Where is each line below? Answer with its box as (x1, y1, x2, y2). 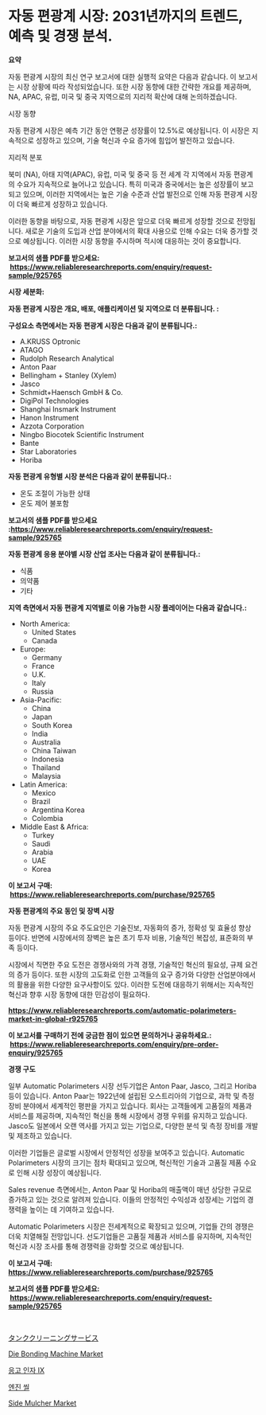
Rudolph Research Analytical (19, 354, 114, 363)
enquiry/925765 (8, 1048, 64, 1057)
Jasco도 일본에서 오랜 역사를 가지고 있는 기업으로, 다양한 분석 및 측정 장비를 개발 (8, 1120, 259, 1131)
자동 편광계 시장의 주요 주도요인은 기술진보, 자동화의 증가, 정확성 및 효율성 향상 (8, 923, 252, 932)
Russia (31, 686, 54, 696)
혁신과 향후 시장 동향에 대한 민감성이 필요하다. (8, 989, 151, 999)
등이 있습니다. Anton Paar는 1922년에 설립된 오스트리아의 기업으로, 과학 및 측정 (8, 1091, 255, 1100)
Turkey (31, 830, 55, 840)
